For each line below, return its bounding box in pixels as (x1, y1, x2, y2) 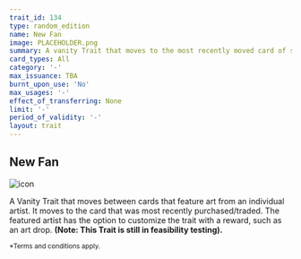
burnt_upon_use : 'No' (9, 80, 90, 89)
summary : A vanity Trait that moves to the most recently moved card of (9, 47, 287, 56)
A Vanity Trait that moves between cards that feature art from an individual (9, 195, 285, 206)
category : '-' (9, 64, 63, 73)
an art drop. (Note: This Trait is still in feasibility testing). (9, 224, 223, 235)
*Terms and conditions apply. (9, 241, 101, 251)
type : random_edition (9, 22, 90, 30)
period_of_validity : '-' (9, 113, 102, 122)
